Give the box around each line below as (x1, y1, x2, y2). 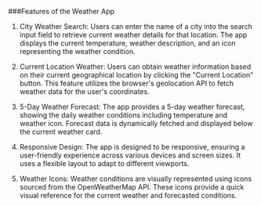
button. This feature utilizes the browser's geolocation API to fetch (19, 78, 234, 88)
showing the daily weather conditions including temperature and (19, 110, 228, 120)
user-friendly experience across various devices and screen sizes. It (19, 150, 241, 160)
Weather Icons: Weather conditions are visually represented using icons (19, 174, 252, 183)
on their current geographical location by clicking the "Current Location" (19, 70, 254, 79)
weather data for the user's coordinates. (19, 87, 150, 96)
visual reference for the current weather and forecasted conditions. (19, 191, 237, 200)
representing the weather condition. (19, 47, 136, 56)
